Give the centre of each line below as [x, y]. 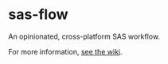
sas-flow [39, 15]
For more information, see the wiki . [65, 51]
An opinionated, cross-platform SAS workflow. [84, 36]
